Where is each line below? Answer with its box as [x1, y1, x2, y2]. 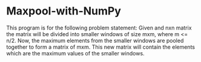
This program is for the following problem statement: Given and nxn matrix [6, 24, 192, 31]
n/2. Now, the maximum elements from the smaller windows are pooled [6, 37, 184, 44]
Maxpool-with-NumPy [6, 4, 121, 18]
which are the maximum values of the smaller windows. [6, 49, 145, 57]
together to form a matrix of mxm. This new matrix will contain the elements [6, 43, 196, 51]
